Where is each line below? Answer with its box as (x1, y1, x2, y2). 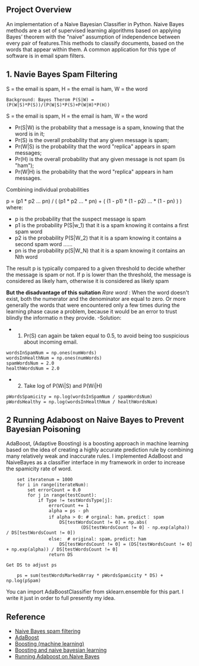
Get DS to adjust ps (6, 562, 58, 568)
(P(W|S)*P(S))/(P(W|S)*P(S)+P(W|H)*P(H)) (6, 102, 110, 108)
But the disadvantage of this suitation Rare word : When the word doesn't (6, 288, 189, 296)
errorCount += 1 (48, 502, 89, 509)
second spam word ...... (14, 240, 73, 247)
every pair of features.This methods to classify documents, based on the (6, 39, 184, 46)
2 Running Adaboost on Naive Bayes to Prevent (6, 415, 184, 425)
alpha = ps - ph (48, 508, 89, 514)
